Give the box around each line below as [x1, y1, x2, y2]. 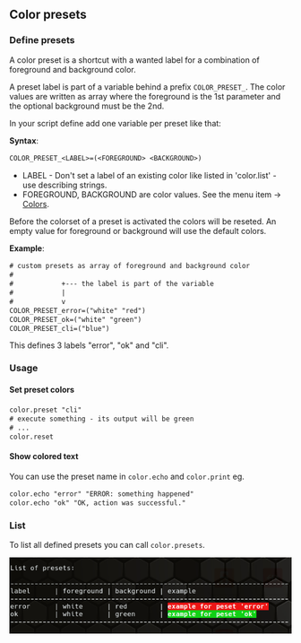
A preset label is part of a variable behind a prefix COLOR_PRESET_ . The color [9, 81, 286, 92]
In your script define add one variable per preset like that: [9, 117, 221, 128]
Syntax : [9, 135, 39, 146]
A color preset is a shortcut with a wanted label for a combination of [9, 54, 260, 65]
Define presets [9, 34, 75, 47]
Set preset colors [9, 385, 74, 395]
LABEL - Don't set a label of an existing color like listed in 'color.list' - [21, 169, 277, 180]
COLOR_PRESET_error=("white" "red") [9, 306, 146, 315]
